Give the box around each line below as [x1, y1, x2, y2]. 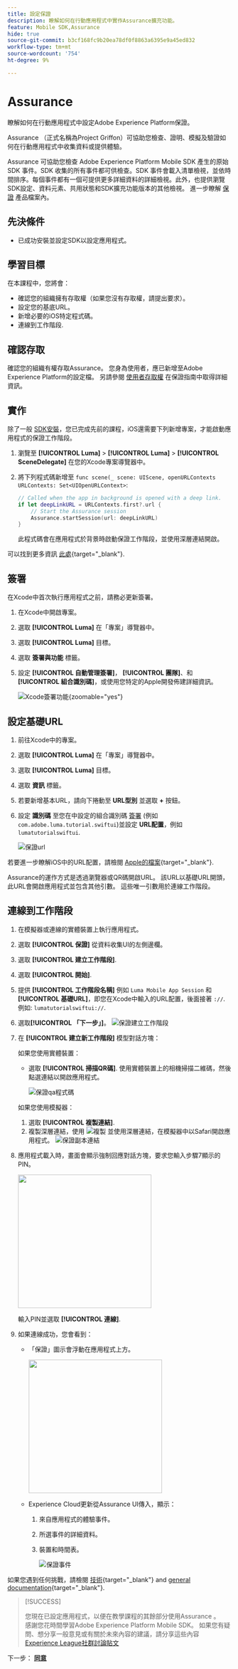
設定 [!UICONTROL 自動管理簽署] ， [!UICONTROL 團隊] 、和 [17, 668, 193, 677]
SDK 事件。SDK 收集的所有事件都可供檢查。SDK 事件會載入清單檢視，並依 [7, 166, 225, 174]
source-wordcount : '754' [7, 51, 81, 58]
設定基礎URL [7, 715, 64, 727]
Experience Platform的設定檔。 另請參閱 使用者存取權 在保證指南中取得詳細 [7, 373, 228, 381]
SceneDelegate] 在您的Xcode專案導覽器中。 [17, 457, 149, 466]
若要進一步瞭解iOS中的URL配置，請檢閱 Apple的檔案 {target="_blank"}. [7, 858, 215, 866]
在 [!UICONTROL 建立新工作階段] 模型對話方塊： [17, 1033, 161, 1042]
